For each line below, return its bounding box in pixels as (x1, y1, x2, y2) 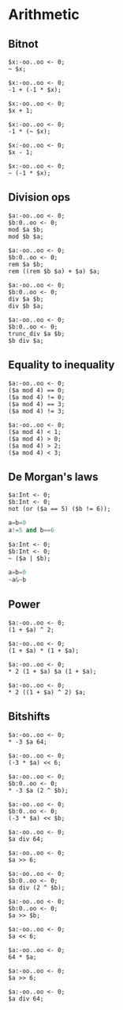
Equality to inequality (8, 359, 115, 372)
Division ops (8, 190, 71, 204)
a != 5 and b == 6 (8, 526, 55, 535)
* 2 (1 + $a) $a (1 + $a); (8, 667, 97, 675)
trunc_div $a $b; (8, 329, 65, 338)
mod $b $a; (8, 232, 44, 240)
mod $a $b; (8, 225, 44, 233)
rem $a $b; (8, 260, 44, 268)
